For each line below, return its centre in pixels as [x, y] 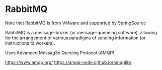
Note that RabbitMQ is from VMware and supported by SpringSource [76, 23]
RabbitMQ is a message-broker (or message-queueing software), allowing [81, 32]
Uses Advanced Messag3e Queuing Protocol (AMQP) [60, 53]
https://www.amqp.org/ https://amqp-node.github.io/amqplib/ [68, 62]
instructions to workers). [30, 43]
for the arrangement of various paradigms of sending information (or [75, 38]
